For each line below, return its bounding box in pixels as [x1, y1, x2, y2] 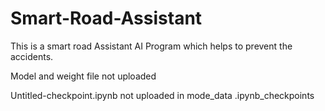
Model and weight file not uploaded [10, 70, 157, 82]
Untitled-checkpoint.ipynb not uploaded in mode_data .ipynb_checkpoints [10, 89, 315, 101]
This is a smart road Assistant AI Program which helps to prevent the [10, 40, 293, 52]
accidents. [10, 50, 54, 62]
